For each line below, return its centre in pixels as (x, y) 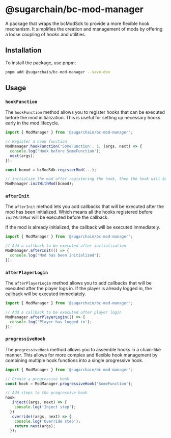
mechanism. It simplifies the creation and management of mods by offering (84, 29)
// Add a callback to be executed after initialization (66, 246)
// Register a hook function (36, 142)
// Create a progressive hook (37, 379)
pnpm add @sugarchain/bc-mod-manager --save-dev (58, 72)
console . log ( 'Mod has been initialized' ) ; (55, 255)
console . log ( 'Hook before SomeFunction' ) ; (55, 151)
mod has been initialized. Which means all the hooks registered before (79, 212)
